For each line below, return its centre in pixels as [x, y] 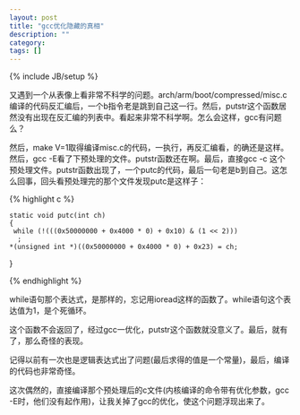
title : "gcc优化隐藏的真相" [57, 26]
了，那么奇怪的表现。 [48, 341]
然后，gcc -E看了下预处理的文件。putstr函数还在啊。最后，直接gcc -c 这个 [147, 159]
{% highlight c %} [42, 199]
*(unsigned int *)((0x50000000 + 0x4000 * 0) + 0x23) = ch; [124, 247]
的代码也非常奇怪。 [45, 371]
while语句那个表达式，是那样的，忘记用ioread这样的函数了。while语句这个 [146, 299]
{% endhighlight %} [46, 281]
